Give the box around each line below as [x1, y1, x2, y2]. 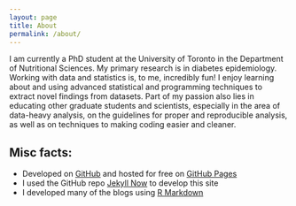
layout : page [9, 12, 58, 22]
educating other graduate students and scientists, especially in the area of [9, 101, 281, 111]
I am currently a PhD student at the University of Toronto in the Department [9, 54, 284, 65]
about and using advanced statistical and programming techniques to [9, 81, 263, 93]
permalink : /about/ [9, 29, 82, 38]
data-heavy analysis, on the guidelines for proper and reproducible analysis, [9, 110, 288, 120]
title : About [9, 21, 58, 30]
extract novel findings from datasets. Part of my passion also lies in [9, 91, 255, 102]
